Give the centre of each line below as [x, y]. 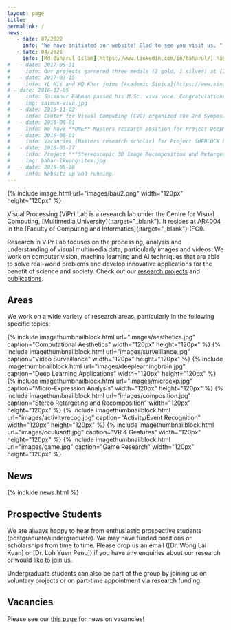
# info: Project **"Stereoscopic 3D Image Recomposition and [102, 155]
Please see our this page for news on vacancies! [76, 619]
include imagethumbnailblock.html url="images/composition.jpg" [99, 396]
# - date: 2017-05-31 [41, 65]
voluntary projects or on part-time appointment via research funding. [104, 580]
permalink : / [26, 26]
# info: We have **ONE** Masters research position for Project [107, 129]
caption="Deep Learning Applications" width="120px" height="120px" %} [112, 374]
